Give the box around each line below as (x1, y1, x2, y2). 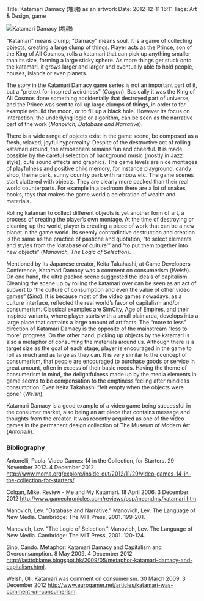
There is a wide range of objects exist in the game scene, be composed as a (6, 132, 199, 140)
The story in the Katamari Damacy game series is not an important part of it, (6, 81, 197, 89)
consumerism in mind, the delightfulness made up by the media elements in (6, 371, 197, 378)
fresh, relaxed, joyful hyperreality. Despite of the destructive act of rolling (6, 139, 191, 146)
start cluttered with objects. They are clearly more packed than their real (6, 178, 189, 185)
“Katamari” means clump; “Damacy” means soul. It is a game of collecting (6, 37, 192, 44)
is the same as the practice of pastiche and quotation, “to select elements (6, 235, 192, 242)
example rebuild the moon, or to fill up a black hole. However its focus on (6, 108, 191, 114)
